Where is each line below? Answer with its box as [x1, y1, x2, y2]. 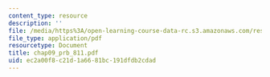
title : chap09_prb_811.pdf [8, 49, 99, 57]
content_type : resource [8, 11, 88, 20]
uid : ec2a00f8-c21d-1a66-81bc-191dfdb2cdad [8, 57, 157, 65]
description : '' [8, 19, 63, 27]
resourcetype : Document [8, 42, 88, 50]
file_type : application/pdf [8, 34, 103, 43]
